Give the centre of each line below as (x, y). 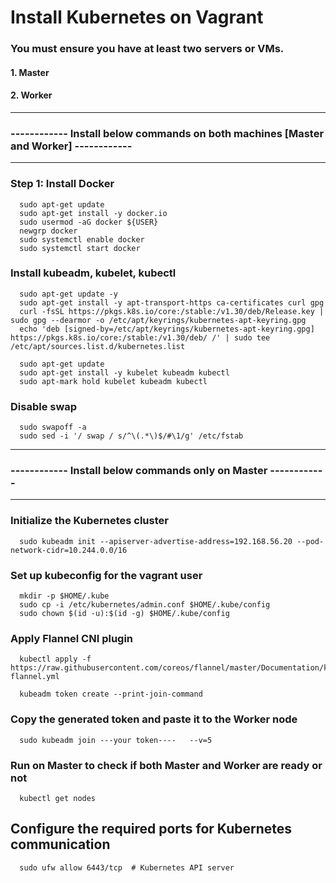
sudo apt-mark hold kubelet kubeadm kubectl (113, 381)
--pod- (310, 541)
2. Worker (31, 95)
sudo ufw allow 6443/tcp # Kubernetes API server (127, 867)
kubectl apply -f (55, 659)
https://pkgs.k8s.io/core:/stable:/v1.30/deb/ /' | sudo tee (140, 337)
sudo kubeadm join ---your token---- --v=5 (116, 740)
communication (60, 844)
